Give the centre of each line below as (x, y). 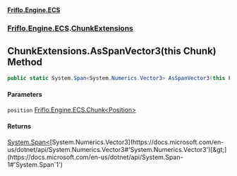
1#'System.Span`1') (35, 164)
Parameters (25, 94)
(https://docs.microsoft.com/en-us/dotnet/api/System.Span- (95, 157)
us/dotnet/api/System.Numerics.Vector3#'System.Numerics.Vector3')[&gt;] (117, 149)
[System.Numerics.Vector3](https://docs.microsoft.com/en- (137, 142)
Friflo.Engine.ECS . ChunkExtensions (71, 28)
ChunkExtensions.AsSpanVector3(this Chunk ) (112, 51)
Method (25, 62)
